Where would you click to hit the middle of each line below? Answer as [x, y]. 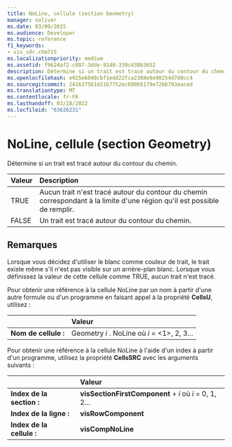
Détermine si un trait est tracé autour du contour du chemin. [93, 163]
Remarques [32, 245]
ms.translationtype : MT [41, 91]
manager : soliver [32, 20]
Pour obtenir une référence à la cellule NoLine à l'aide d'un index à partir [110, 350]
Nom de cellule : [38, 333]
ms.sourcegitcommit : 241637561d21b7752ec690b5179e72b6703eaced [100, 84]
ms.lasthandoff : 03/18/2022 [48, 104]
